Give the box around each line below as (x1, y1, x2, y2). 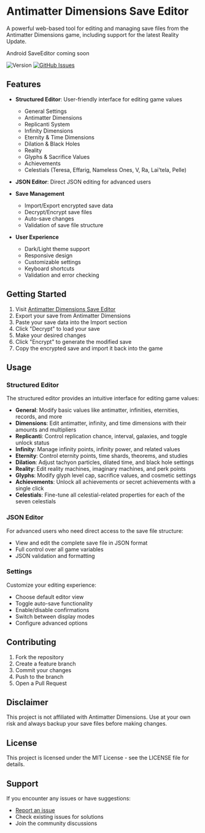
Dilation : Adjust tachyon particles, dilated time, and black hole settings (15, 459, 195, 466)
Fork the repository (15, 653, 64, 661)
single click (15, 485, 44, 492)
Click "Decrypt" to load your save (15, 325, 100, 332)
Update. (6, 37, 27, 45)
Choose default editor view (15, 593, 84, 600)
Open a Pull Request (15, 680, 68, 687)
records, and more (15, 413, 63, 420)
